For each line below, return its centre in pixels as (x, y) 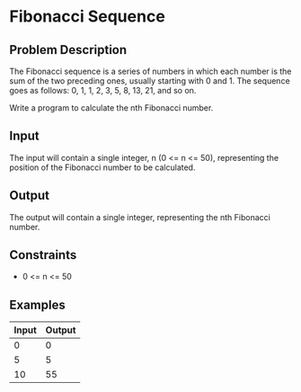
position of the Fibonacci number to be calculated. (102, 167)
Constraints (43, 255)
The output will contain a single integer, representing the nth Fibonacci (140, 217)
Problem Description (68, 50)
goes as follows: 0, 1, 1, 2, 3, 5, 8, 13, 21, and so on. (103, 90)
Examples (37, 304)
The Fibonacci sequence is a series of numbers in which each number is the (150, 71)
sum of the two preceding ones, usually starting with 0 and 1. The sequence (150, 81)
